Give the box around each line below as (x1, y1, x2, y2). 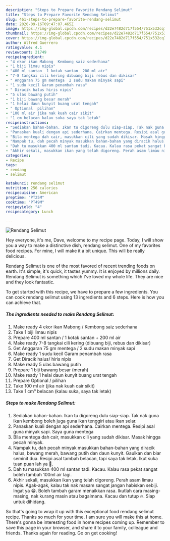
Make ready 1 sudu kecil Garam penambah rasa (13, 351, 112, 357)
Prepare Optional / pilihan (13, 377, 66, 384)
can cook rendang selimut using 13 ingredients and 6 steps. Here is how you (6, 294, 164, 301)
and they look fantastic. (6, 279, 54, 285)
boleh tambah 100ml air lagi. (13, 472, 72, 478)
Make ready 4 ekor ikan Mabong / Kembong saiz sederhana (13, 324, 138, 330)
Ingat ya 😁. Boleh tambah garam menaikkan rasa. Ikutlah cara (13, 488, 143, 494)
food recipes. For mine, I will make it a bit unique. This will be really (6, 248, 145, 254)
